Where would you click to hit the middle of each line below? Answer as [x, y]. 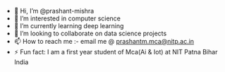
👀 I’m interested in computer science [67, 18]
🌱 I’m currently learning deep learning [69, 26]
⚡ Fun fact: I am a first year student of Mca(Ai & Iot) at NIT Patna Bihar [116, 52]
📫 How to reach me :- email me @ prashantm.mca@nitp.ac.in [104, 41]
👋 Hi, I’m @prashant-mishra [54, 11]
